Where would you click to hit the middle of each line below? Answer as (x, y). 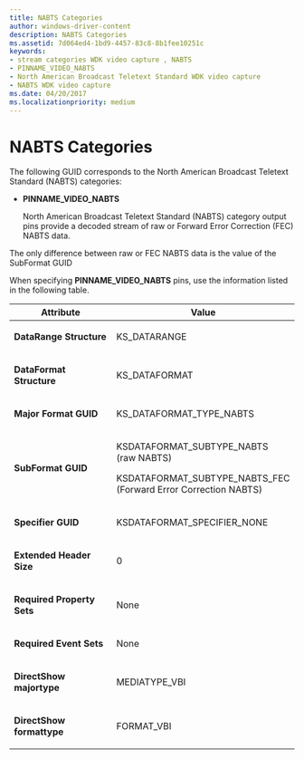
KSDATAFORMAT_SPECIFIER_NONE (192, 523)
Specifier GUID (47, 523)
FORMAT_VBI (144, 726)
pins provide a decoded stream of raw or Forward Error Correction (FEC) (158, 226)
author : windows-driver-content (70, 26)
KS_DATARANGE (152, 337)
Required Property (54, 600)
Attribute (61, 312)
